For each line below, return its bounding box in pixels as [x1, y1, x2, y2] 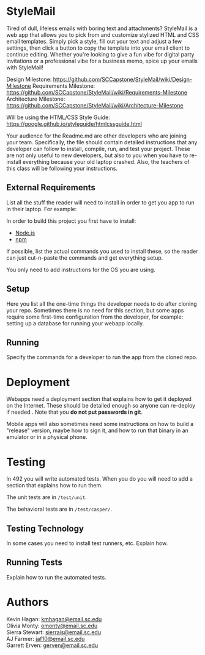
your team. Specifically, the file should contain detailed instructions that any [6, 138, 198, 145]
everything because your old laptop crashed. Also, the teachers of [22, 158, 190, 165]
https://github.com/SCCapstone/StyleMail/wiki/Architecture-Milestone [6, 101, 184, 109]
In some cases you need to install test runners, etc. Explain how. [6, 540, 168, 547]
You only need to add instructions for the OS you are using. [6, 266, 156, 273]
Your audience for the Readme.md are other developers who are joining [6, 132, 187, 139]
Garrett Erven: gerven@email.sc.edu [6, 641, 99, 649]
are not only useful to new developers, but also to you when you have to [6, 152, 188, 159]
